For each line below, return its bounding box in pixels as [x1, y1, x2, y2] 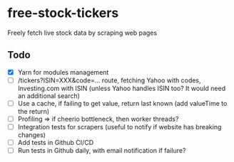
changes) [17, 131, 46, 139]
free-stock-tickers [7, 5, 119, 21]
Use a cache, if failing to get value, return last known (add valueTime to [17, 99, 228, 107]
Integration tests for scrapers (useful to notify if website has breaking [17, 123, 222, 131]
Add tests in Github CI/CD [17, 139, 94, 147]
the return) [17, 107, 50, 115]
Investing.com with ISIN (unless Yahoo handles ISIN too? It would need [17, 84, 226, 92]
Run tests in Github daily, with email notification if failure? [17, 146, 186, 155]
